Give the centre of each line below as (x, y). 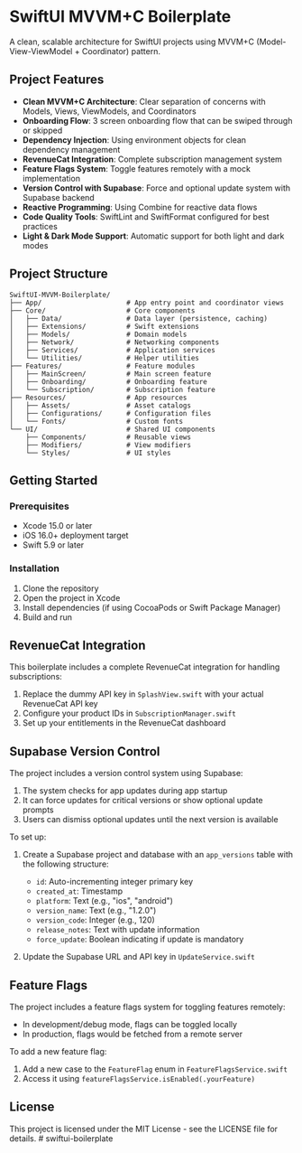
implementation (51, 178)
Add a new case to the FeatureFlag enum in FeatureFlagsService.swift (155, 1069)
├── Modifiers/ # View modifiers (109, 445)
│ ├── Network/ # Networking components (114, 342)
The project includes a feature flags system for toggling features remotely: (147, 1007)
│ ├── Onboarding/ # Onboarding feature (108, 381)
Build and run (47, 617)
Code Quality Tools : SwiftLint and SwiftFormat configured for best (146, 216)
